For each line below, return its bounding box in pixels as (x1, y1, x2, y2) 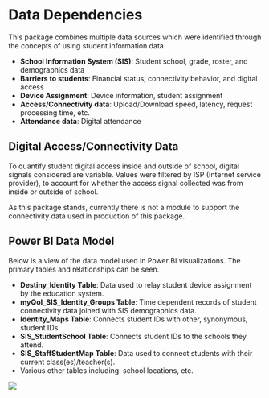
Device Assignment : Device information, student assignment (19, 90, 223, 100)
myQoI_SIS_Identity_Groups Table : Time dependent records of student (19, 296, 257, 307)
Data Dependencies (8, 6, 143, 24)
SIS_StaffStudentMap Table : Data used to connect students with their (19, 348, 253, 358)
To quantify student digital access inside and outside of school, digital (8, 161, 239, 171)
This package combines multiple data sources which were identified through (8, 32, 262, 42)
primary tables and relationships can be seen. (8, 264, 160, 274)
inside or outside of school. (8, 187, 99, 197)
